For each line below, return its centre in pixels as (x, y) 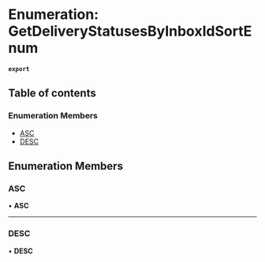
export (19, 69)
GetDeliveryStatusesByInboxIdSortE (130, 31)
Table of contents (52, 94)
